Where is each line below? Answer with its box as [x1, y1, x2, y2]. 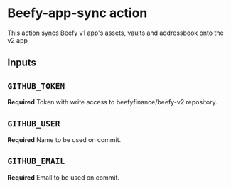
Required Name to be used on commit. [7, 135, 122, 144]
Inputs [7, 57, 37, 69]
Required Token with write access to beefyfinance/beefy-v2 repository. [7, 98, 218, 107]
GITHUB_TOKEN [7, 80, 65, 91]
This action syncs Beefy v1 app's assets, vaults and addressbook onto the [7, 28, 224, 37]
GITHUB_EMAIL [7, 156, 65, 166]
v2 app [7, 36, 28, 44]
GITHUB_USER [7, 119, 60, 129]
